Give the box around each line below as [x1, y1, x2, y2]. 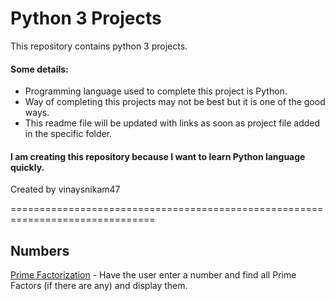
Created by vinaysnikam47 [10, 183, 121, 196]
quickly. [10, 161, 45, 173]
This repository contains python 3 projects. [10, 40, 188, 52]
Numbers [10, 242, 70, 259]
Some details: [10, 63, 69, 75]
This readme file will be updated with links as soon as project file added [24, 117, 321, 129]
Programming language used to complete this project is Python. [24, 85, 288, 97]
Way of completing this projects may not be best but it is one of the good [24, 96, 326, 108]
